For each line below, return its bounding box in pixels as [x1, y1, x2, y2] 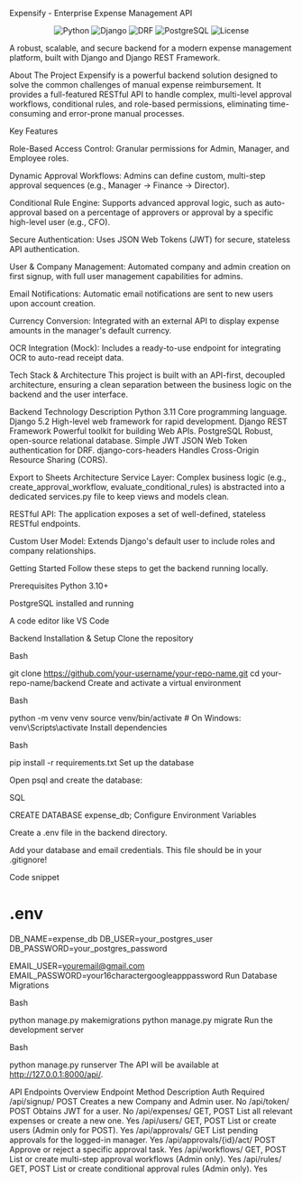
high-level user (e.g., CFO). [9, 217, 111, 227]
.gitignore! [9, 854, 48, 865]
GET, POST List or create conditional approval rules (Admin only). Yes [9, 1163, 268, 1174]
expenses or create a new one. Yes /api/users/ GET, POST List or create [9, 1115, 277, 1126]
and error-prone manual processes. [52, 108, 185, 118]
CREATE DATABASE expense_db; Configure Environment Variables [9, 810, 257, 821]
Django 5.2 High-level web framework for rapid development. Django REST [9, 416, 288, 427]
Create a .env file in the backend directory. [9, 827, 169, 838]
